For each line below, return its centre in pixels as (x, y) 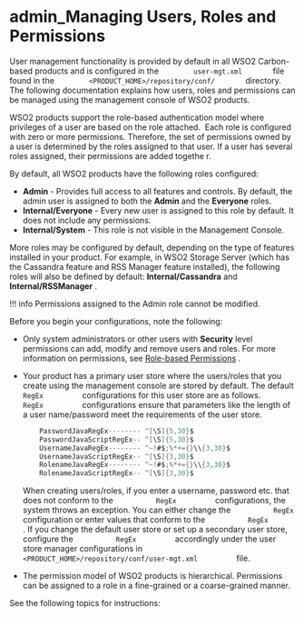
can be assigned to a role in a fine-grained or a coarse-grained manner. (156, 586)
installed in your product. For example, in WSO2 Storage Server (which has (150, 257)
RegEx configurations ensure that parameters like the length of (156, 404)
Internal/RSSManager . (54, 286)
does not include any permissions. (87, 220)
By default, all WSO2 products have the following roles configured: (134, 174)
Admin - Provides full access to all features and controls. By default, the (157, 191)
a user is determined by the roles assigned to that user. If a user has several (151, 146)
